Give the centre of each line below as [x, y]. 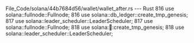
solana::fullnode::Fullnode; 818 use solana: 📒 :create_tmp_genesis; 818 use [95, 27]
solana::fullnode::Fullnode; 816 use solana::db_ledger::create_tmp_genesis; [97, 15]
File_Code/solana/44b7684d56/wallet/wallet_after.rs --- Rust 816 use [90, 9]
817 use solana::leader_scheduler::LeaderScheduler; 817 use [79, 21]
